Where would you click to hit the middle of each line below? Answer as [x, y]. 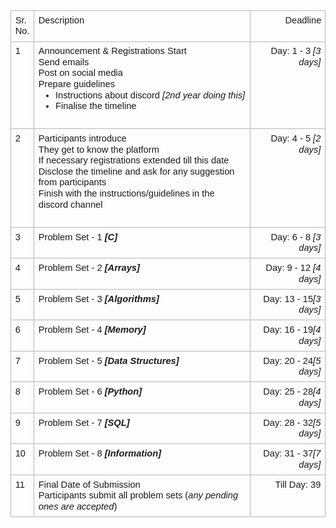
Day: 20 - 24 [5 [292, 360]
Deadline [303, 20]
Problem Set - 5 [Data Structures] [109, 360]
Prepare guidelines [76, 83]
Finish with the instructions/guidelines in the [126, 193]
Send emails [64, 62]
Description [61, 20]
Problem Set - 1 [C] [78, 237]
